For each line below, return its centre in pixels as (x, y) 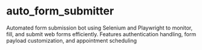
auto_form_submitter (60, 11)
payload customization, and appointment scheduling (72, 40)
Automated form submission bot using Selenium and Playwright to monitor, (99, 28)
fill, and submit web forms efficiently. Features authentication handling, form (101, 34)
